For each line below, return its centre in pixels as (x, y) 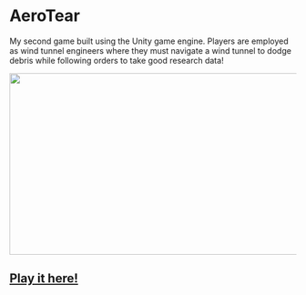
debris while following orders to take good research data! (117, 60)
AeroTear (45, 16)
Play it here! (44, 279)
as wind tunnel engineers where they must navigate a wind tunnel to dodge (150, 50)
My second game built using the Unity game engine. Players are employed (149, 41)
